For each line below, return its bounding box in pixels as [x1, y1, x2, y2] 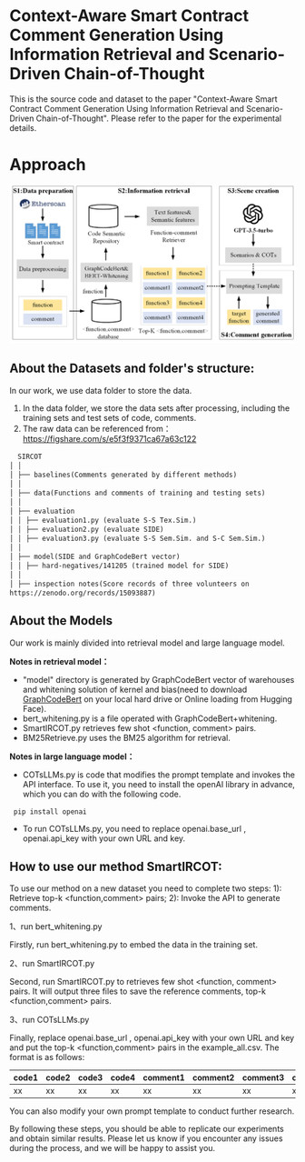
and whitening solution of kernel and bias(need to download [22, 684, 248, 695]
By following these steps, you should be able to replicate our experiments [9, 1123, 284, 1134]
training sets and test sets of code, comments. [22, 412, 197, 423]
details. [9, 122, 37, 133]
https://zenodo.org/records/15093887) [9, 588, 156, 597]
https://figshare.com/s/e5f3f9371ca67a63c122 [22, 433, 197, 444]
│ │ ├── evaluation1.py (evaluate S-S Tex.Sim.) [9, 516, 197, 525]
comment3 [241, 1072, 285, 1083]
